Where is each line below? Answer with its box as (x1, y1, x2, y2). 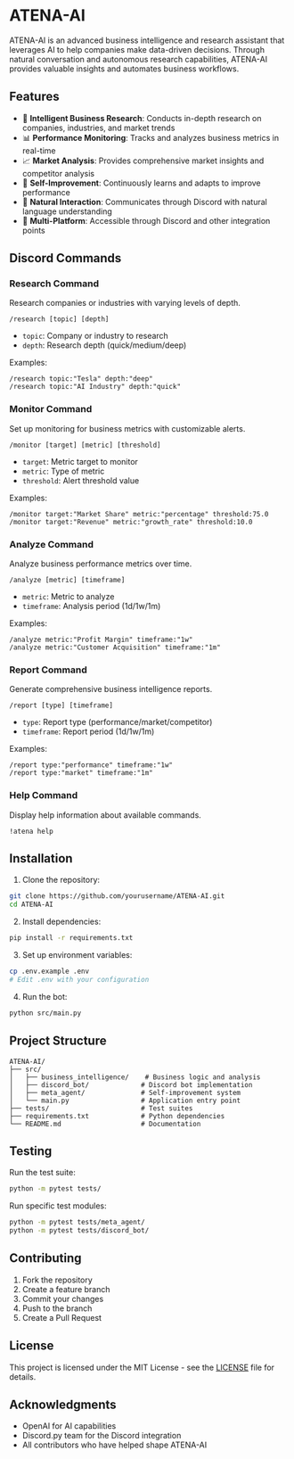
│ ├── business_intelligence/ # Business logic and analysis (9, 1072, 261, 1082)
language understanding (21, 206, 113, 217)
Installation (9, 851, 73, 866)
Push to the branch (21, 1303, 93, 1314)
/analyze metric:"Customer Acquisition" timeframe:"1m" (9, 643, 221, 652)
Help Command (9, 789, 78, 802)
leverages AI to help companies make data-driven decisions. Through (9, 44, 265, 54)
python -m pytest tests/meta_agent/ (9, 1218, 145, 1227)
